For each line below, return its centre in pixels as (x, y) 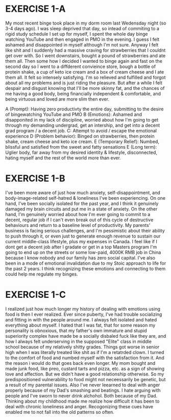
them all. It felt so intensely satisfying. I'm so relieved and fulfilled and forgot (86, 77)
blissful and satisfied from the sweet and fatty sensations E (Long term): (81, 147)
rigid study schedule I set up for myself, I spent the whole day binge (77, 34)
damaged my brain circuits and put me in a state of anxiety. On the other (81, 209)
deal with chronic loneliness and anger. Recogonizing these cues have (79, 406)
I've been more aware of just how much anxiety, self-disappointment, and (83, 193)
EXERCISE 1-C (36, 295)
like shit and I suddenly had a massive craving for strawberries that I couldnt (86, 50)
